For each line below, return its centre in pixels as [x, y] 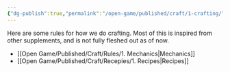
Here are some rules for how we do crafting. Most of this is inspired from [110, 33]
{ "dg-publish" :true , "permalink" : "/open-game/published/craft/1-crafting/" [116, 13]
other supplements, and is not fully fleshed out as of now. [88, 40]
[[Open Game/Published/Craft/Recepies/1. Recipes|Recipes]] [103, 61]
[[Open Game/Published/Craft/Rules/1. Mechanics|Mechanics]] [106, 53]
